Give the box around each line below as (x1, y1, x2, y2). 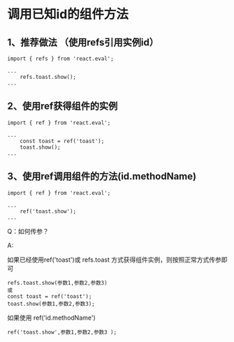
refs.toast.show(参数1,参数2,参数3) (7, 279, 108, 286)
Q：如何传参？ (7, 227, 49, 235)
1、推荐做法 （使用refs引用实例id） (7, 36, 159, 48)
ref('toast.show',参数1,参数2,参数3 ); (7, 329, 117, 336)
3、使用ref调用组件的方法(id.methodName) (7, 170, 197, 182)
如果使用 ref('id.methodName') (7, 313, 96, 322)
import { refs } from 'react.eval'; (7, 55, 114, 62)
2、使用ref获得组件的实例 (7, 101, 118, 112)
